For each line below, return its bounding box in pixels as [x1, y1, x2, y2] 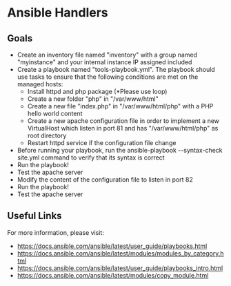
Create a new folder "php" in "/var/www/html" [27, 95, 159, 103]
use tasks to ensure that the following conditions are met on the [17, 73, 199, 81]
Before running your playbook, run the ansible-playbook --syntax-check [17, 146, 223, 154]
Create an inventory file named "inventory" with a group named [17, 50, 198, 59]
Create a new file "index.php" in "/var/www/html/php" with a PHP [27, 102, 214, 110]
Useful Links [7, 210, 62, 222]
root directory [27, 131, 67, 140]
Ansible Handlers [7, 5, 108, 21]
